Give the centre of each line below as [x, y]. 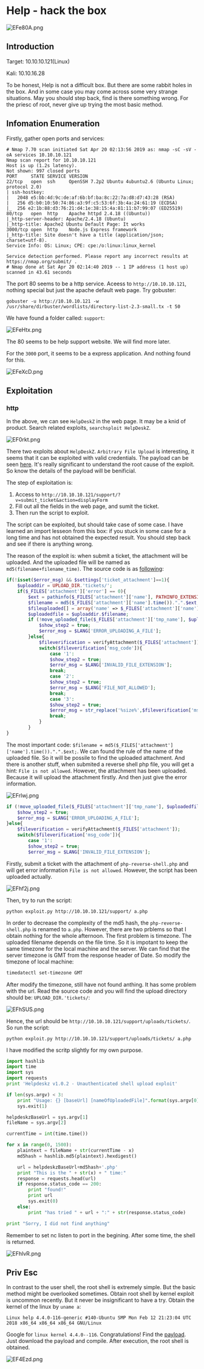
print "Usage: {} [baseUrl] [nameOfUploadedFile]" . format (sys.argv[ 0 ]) [110, 1100]
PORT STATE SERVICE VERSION [47, 176]
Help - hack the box [56, 11]
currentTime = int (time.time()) [47, 1134]
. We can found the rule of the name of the [130, 751]
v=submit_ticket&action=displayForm [61, 501]
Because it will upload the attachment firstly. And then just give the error [97, 777]
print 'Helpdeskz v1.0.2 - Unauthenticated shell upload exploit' [92, 1084]
